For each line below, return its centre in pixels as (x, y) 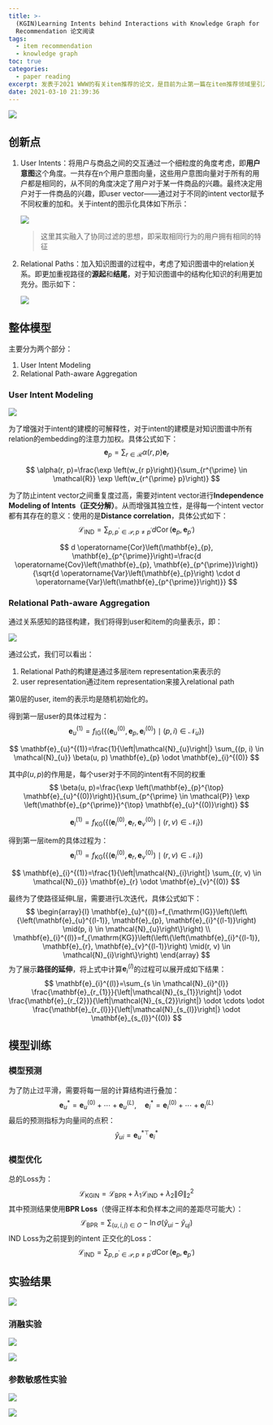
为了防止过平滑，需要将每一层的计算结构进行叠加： (94, 1090)
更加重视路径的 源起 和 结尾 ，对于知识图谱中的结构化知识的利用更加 (152, 274)
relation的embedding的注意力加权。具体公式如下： (93, 439)
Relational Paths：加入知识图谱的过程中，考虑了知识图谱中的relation (134, 264)
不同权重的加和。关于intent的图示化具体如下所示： (104, 204)
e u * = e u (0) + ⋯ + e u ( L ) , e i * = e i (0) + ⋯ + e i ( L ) (136, 1105)
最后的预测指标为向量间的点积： (62, 1120)
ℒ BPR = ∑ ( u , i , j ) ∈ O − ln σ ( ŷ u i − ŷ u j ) (136, 1224)
